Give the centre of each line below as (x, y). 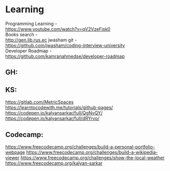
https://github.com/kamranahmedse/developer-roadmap (65, 56)
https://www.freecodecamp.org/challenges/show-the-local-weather (92, 158)
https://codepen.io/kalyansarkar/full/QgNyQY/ (54, 113)
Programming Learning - (31, 24)
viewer (12, 158)
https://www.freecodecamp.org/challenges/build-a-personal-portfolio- (80, 146)
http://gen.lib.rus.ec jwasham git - (41, 40)
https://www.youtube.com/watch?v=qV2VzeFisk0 (58, 29)
